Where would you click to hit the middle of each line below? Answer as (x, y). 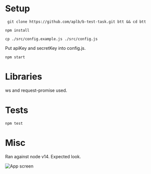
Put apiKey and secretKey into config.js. (45, 48)
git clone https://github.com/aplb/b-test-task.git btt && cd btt (77, 22)
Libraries (24, 77)
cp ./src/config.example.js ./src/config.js (51, 39)
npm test (14, 123)
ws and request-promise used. (36, 90)
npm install (17, 30)
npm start (15, 57)
